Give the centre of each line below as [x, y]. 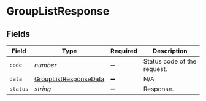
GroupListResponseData [70, 79]
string [43, 89]
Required [124, 51]
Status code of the [170, 61]
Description [170, 51]
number [46, 65]
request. [155, 69]
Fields [18, 34]
